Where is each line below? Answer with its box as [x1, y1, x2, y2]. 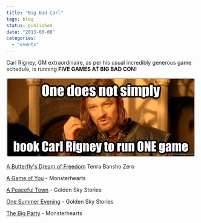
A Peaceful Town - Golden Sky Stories [6, 186, 102, 193]
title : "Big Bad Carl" [6, 10, 64, 16]
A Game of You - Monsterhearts [6, 175, 86, 181]
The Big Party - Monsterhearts [6, 210, 83, 217]
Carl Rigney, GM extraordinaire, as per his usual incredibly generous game [6, 59, 192, 66]
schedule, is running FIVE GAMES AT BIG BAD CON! [6, 65, 137, 73]
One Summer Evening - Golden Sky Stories [6, 198, 114, 205]
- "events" [12, 42, 39, 48]
